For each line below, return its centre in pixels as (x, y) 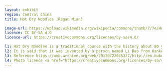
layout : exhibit (21, 10)
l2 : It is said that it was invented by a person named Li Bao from (77, 51)
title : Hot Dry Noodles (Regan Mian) (44, 19)
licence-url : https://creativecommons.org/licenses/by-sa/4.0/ (72, 37)
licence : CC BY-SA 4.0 (28, 33)
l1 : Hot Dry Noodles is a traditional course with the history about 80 (82, 46)
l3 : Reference (19, 55)
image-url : (16, 28)
